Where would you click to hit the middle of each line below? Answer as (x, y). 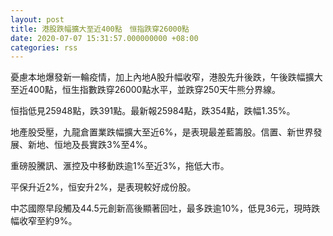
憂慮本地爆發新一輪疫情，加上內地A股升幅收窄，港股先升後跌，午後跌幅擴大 (166, 77)
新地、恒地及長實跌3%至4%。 (90, 145)
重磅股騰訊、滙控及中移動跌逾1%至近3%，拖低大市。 (120, 166)
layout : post (37, 19)
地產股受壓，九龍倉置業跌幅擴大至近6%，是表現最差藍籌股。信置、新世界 (162, 132)
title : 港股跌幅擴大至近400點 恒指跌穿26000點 (100, 29)
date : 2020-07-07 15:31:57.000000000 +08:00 (104, 38)
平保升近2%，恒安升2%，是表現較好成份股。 (103, 187)
